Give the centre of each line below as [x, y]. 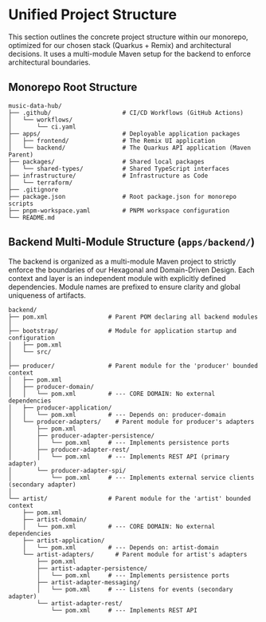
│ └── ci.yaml [43, 127]
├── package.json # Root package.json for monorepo [123, 196]
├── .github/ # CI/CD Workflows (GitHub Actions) [126, 113]
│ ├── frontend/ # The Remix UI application [112, 141]
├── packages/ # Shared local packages [106, 161]
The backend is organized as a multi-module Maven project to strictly [122, 261]
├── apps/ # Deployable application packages [124, 133]
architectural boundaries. [49, 62]
